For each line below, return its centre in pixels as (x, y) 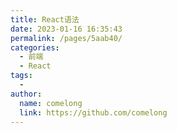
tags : (21, 76)
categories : (35, 47)
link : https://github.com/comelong (93, 112)
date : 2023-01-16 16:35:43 (66, 29)
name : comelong (51, 103)
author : (26, 94)
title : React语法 (45, 19)
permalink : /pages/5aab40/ (66, 38)
